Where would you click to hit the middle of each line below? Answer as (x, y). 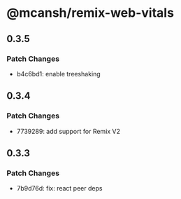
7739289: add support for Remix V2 (68, 131)
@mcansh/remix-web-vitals (90, 13)
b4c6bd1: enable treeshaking (58, 74)
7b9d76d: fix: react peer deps (59, 188)
